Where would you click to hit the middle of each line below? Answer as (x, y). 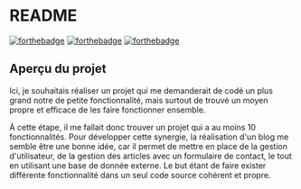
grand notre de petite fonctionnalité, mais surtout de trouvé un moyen (139, 100)
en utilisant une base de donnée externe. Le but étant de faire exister (138, 165)
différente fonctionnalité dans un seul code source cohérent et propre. (140, 175)
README (43, 16)
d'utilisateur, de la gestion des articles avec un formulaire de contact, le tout (150, 156)
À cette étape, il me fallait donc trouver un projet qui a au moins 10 (132, 127)
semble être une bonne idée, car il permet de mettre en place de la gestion (148, 146)
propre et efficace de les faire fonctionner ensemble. (108, 110)
